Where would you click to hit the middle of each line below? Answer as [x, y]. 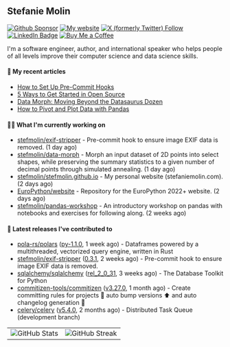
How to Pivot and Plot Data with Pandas [73, 109]
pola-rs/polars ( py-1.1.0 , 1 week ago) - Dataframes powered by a [108, 244]
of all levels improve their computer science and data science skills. [103, 56]
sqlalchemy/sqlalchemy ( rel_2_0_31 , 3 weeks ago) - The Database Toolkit [120, 273]
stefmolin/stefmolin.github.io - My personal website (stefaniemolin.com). [120, 177]
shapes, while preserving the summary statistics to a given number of [116, 162]
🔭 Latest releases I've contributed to [60, 229]
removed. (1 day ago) [47, 147]
